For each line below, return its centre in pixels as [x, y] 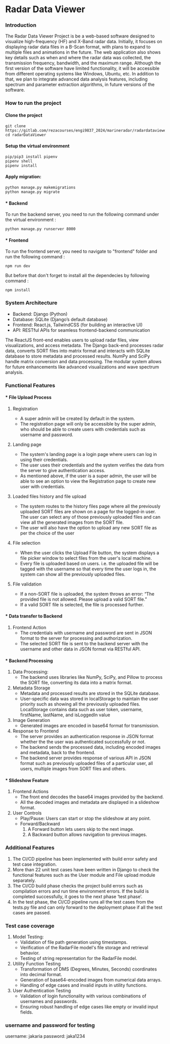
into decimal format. [41, 975]
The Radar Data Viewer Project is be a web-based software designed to [80, 36]
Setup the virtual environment [37, 146]
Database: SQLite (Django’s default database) [60, 319]
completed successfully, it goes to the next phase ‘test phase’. [77, 896]
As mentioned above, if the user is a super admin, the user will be [88, 476]
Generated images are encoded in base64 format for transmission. [90, 726]
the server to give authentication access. [62, 470]
